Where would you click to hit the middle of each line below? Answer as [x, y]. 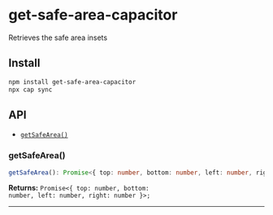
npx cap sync [30, 90]
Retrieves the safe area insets [58, 37]
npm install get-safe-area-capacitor [72, 82]
